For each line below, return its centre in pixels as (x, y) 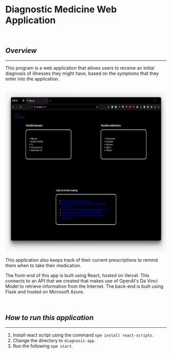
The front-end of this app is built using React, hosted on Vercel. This (78, 275)
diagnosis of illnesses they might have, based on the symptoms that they (82, 73)
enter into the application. (33, 78)
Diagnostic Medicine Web (61, 9)
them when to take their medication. (43, 265)
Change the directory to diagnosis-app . (54, 340)
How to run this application (49, 318)
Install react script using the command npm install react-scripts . (83, 335)
